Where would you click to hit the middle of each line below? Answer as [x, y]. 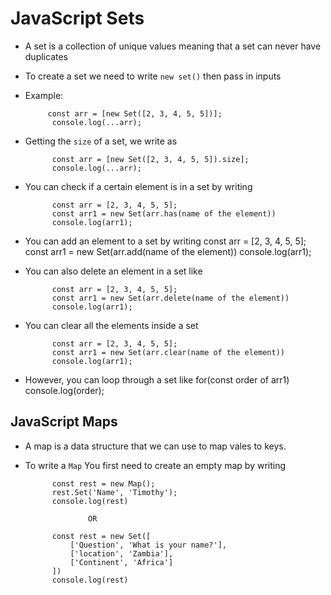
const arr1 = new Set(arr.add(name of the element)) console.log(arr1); [168, 251]
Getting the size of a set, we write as [101, 141]
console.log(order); [64, 390]
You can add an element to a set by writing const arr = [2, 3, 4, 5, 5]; [165, 241]
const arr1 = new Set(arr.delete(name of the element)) [170, 298]
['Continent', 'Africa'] [121, 562]
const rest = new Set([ [101, 536]
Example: [44, 95]
